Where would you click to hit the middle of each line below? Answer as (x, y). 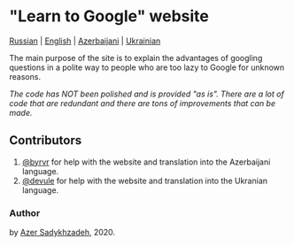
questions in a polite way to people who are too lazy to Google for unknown (147, 67)
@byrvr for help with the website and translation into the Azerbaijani (146, 162)
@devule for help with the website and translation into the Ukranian (145, 181)
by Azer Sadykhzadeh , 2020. (62, 233)
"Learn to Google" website (109, 16)
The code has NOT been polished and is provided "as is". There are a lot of (147, 94)
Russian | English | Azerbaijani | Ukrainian (85, 41)
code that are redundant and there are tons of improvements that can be (143, 103)
